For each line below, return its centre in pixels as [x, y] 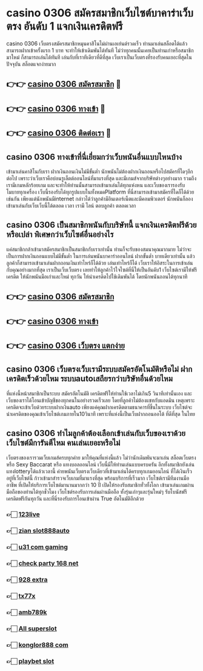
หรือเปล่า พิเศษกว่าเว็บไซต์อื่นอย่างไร [60, 235]
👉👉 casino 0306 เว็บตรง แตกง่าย [66, 345]
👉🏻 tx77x [21, 596]
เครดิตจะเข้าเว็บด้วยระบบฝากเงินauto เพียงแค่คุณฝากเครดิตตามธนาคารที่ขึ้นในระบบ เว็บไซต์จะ [99, 407]
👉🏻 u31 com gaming [37, 547]
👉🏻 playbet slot [30, 661]
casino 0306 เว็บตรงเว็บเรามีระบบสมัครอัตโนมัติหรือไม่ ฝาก [99, 370]
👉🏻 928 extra [27, 580]
